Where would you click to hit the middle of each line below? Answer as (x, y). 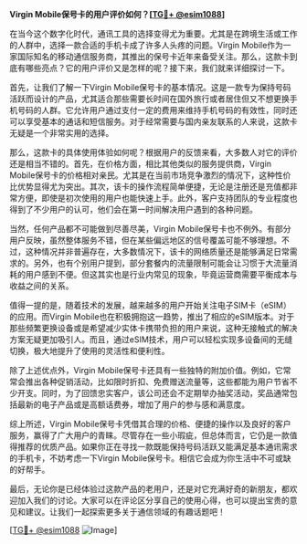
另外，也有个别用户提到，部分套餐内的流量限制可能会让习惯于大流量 (161, 263)
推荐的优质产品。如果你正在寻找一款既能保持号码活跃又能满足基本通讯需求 (157, 447)
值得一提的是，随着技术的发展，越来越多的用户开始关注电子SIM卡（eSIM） (150, 305)
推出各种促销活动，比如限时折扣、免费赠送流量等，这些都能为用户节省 (157, 382)
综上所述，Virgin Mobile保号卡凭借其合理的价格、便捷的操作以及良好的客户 (150, 424)
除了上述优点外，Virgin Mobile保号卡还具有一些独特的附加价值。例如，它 (146, 370)
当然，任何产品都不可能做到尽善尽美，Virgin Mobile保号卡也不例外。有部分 (150, 229)
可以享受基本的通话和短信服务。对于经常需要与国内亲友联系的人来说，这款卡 (153, 121)
